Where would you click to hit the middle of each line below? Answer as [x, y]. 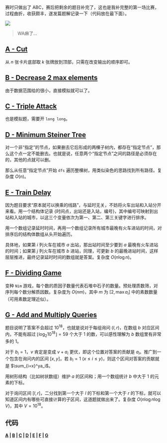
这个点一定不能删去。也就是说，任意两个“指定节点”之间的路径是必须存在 [83, 153]
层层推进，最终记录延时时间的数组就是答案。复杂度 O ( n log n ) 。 [70, 257]
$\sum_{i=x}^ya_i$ [30, 366]
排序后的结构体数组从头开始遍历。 [40, 234]
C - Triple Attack [31, 107]
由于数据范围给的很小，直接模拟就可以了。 [49, 90]
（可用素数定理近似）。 [28, 299]
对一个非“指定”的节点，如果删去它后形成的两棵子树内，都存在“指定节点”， [81, 148]
